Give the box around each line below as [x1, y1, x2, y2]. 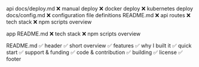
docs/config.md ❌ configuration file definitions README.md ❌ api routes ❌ [6, 12, 191, 18]
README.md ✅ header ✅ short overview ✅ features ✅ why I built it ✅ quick [6, 42, 192, 49]
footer [6, 56, 22, 62]
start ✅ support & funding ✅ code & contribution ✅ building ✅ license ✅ [6, 49, 183, 56]
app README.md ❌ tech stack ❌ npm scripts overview [6, 30, 141, 37]
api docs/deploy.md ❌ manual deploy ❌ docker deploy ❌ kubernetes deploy [6, 5, 193, 12]
